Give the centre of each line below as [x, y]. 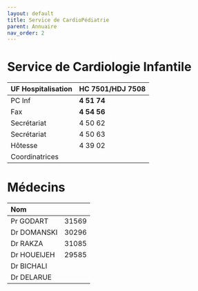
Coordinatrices [34, 157]
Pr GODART [30, 221]
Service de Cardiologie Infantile [99, 67]
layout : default [30, 13]
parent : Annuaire [32, 26]
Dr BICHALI [29, 266]
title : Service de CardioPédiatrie [58, 20]
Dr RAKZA [27, 244]
